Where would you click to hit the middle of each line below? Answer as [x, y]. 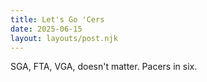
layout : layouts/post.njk [64, 38]
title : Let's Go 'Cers [57, 19]
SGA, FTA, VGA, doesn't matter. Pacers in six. [104, 67]
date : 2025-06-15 [46, 29]
